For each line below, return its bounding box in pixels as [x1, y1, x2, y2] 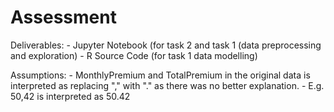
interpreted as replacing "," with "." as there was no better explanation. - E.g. [10, 79, 325, 91]
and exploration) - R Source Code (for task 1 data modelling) [10, 49, 258, 61]
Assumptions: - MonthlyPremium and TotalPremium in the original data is [10, 69, 311, 81]
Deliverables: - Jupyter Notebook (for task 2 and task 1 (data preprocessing [10, 39, 322, 51]
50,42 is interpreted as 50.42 [10, 90, 131, 102]
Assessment [10, 6, 117, 29]
